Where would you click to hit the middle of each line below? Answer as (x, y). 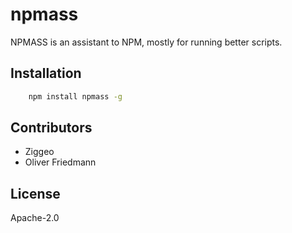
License (35, 193)
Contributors (51, 128)
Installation (46, 73)
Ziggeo (39, 152)
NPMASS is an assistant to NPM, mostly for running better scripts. (146, 42)
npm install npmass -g (75, 96)
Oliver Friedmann (60, 162)
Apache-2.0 (35, 218)
